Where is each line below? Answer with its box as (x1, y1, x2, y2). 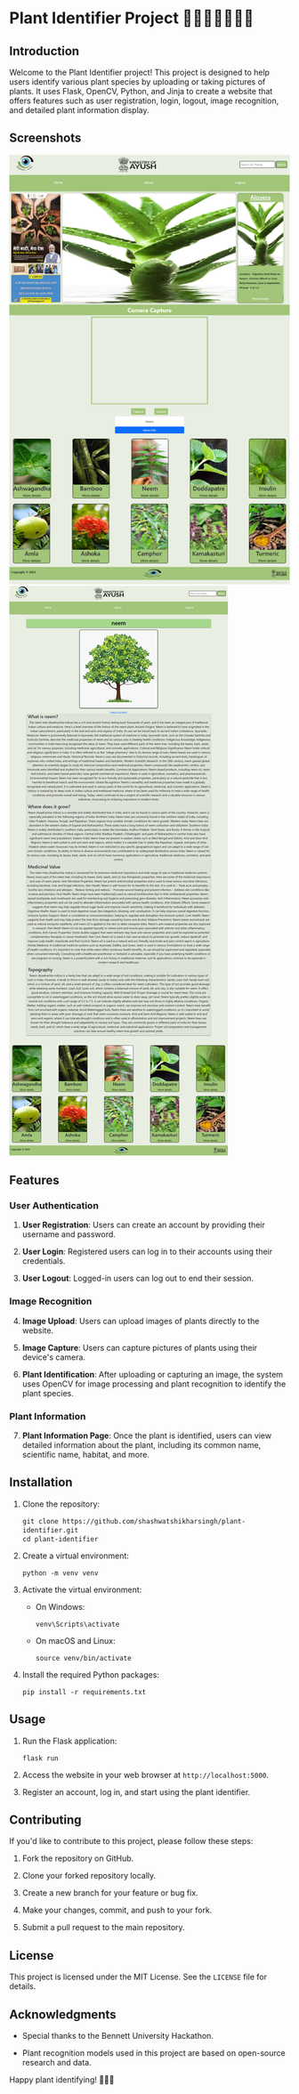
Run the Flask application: (21, 1735, 117, 1746)
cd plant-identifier (21, 1534, 99, 1543)
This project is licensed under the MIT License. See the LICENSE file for (9, 1971, 267, 1983)
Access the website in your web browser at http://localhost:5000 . (21, 1769, 270, 1780)
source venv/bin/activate (35, 1653, 132, 1662)
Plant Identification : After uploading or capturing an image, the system (21, 1369, 283, 1379)
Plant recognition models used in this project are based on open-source (21, 2048, 287, 2058)
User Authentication (9, 1199, 100, 1211)
